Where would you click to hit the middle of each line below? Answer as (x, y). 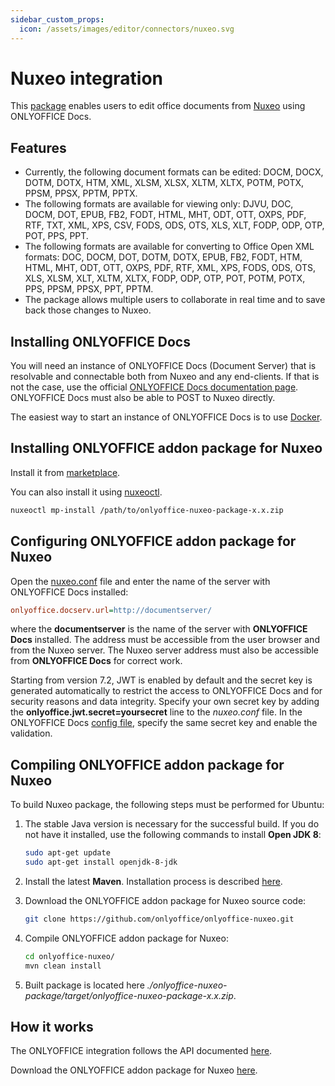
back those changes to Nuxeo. (88, 310)
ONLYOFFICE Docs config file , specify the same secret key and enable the (164, 723)
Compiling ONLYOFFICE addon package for (147, 764)
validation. (31, 733)
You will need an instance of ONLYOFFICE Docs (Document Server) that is (163, 366)
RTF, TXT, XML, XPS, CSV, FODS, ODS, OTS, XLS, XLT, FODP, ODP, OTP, (174, 225)
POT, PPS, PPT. (56, 236)
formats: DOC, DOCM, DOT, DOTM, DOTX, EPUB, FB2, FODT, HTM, (163, 257)
